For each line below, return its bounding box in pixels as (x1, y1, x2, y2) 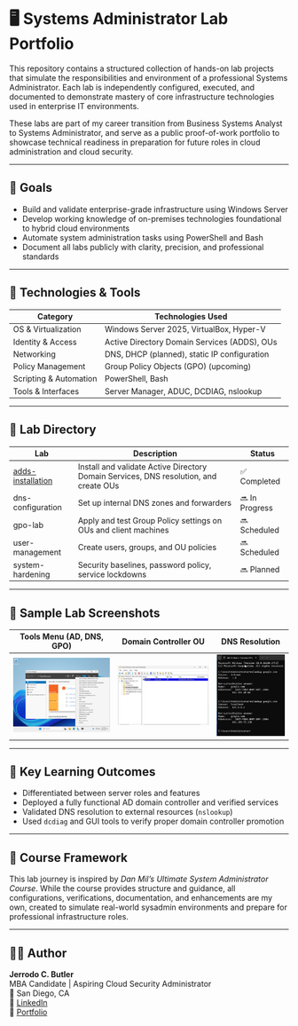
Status (249, 448, 275, 459)
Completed (239, 476, 281, 486)
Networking (12, 349, 56, 359)
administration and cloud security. (9, 146, 134, 157)
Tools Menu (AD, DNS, (20, 631, 104, 642)
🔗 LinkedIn (9, 998, 48, 1007)
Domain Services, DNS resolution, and (77, 470, 217, 481)
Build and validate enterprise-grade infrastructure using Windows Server (21, 203, 288, 215)
